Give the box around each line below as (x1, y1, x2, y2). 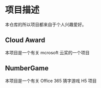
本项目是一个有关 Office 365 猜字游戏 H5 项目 (5, 78, 97, 84)
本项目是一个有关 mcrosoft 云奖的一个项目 (5, 49, 90, 55)
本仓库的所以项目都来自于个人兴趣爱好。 (5, 22, 86, 27)
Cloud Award (5, 36, 45, 44)
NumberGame (5, 64, 49, 72)
